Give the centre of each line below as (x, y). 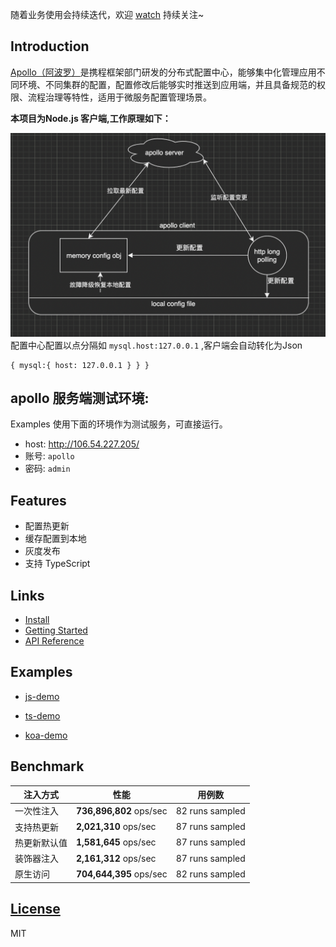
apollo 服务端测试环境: (80, 398)
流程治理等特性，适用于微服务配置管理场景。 (119, 97)
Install (37, 620)
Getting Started (56, 630)
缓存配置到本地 (55, 539)
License (35, 909)
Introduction (50, 46)
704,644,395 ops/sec (122, 874)
